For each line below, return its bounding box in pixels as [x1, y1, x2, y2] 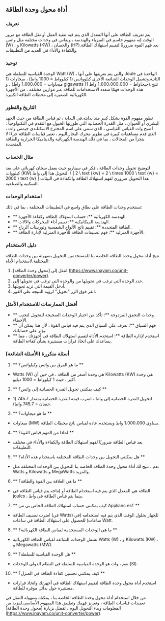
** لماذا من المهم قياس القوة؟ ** [12, 429, 74, 435]
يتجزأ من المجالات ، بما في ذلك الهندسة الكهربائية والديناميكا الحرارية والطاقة [5, 136, 144, 142]
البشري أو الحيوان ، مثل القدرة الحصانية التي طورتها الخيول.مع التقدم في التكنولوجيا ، [5, 120, 160, 126]
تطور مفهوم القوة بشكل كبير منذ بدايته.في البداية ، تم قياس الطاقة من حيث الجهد [5, 115, 153, 121]
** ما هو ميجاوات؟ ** [12, 410, 52, 416]
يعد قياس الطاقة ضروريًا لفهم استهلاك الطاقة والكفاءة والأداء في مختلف [12, 439, 143, 445]
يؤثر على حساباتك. [12, 328, 47, 334]
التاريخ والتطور [5, 103, 36, 110]
